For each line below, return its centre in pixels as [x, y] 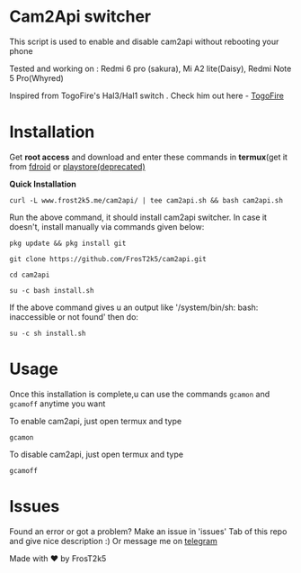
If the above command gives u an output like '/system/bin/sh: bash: [134, 307]
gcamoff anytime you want [58, 404]
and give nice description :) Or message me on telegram [113, 541]
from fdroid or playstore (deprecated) [77, 166]
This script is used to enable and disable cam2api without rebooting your [144, 41]
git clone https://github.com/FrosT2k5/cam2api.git [108, 259]
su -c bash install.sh [52, 290]
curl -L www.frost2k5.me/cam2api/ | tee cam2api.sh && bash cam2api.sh [146, 200]
